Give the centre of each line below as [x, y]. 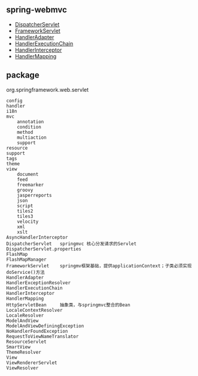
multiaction [32, 138]
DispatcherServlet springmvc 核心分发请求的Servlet [71, 244]
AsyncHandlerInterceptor [37, 237]
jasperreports [34, 195]
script [25, 206]
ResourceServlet [26, 342]
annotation [31, 122]
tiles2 [25, 211]
